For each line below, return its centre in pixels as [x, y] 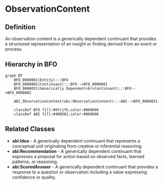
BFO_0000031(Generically [39, 88]
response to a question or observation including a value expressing [80, 172]
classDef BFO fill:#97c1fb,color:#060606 [56, 110]
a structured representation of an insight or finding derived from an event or [81, 44]
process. [14, 49]
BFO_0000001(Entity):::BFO [41, 80]
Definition [20, 27]
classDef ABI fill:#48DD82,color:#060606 [56, 114]
